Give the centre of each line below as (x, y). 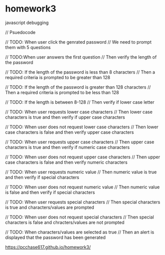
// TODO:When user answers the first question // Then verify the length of (81, 57)
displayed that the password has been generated (55, 237)
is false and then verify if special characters (50, 192)
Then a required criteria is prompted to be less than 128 (62, 92)
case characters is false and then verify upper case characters (70, 132)
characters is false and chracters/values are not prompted (65, 222)
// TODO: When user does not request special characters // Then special (80, 217)
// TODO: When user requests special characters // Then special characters (83, 202)
